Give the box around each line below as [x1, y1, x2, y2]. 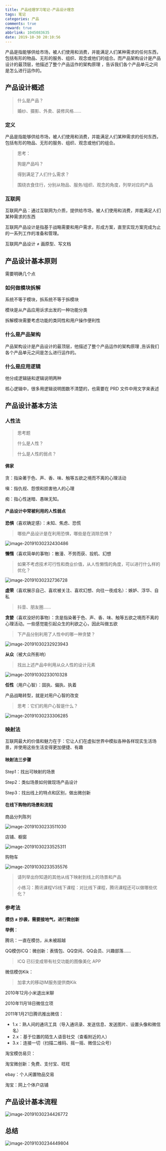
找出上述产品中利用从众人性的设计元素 [17, 662, 95, 668]
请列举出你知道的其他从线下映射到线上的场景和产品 [17, 874, 122, 880]
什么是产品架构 [5, 331, 41, 338]
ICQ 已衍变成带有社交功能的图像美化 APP [17, 958, 101, 964]
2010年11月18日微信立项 [5, 1000, 53, 1006]
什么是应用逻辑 [5, 363, 41, 370]
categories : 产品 [5, 16, 40, 21]
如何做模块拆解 [5, 285, 41, 292]
